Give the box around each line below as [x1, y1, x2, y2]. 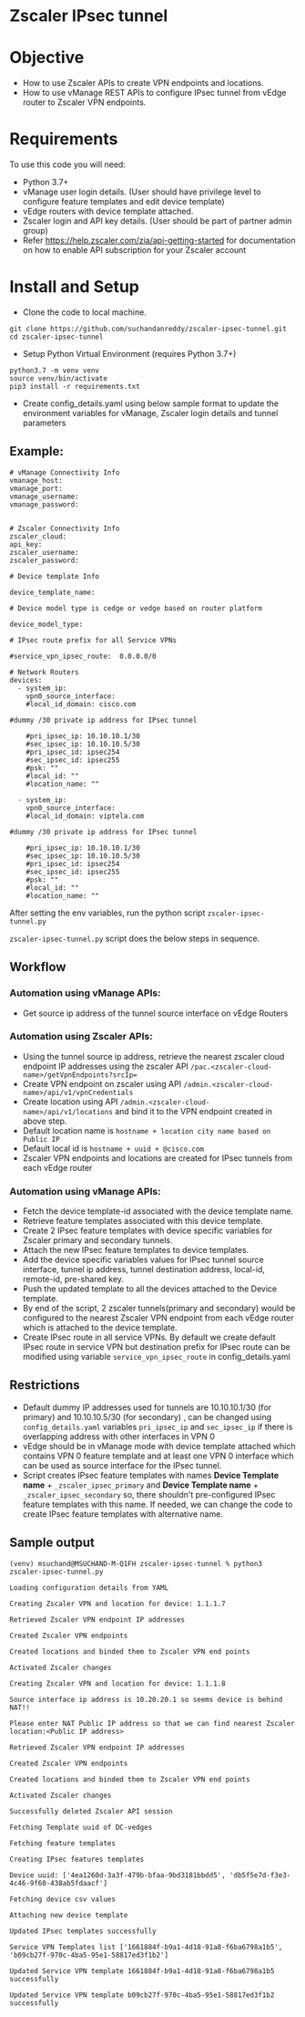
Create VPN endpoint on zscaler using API [22, 1078, 182, 1089]
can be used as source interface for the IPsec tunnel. [22, 1459, 222, 1470]
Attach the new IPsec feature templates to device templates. [22, 1245, 249, 1256]
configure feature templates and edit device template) [22, 196, 225, 207]
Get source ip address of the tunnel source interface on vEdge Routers [22, 1008, 289, 1019]
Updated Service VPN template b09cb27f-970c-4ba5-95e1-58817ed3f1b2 [9, 1991, 275, 2000]
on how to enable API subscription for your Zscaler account [22, 245, 247, 256]
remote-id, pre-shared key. [22, 1274, 125, 1285]
